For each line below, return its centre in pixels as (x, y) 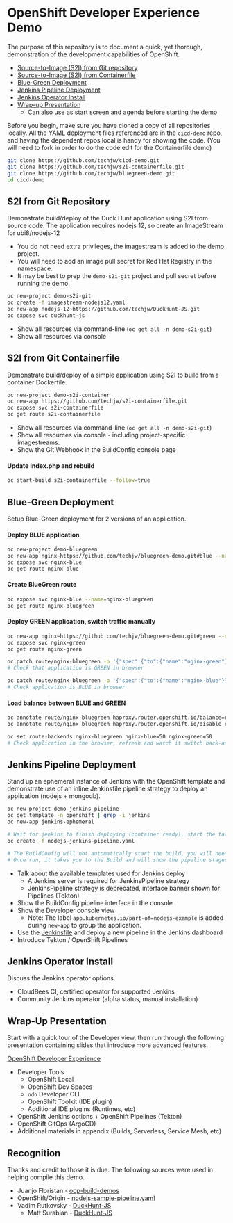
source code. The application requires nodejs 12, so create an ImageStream (115, 226)
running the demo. (44, 284)
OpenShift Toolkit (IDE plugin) (70, 1102)
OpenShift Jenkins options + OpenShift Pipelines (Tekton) (100, 1117)
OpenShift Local (51, 1080)
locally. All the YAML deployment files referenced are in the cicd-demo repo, (115, 133)
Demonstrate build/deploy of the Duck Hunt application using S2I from (107, 218)
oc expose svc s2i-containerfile (55, 408)
